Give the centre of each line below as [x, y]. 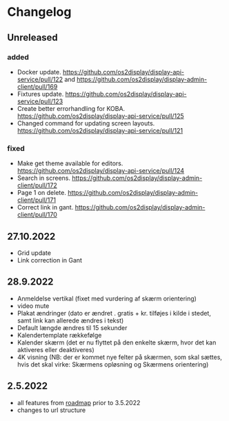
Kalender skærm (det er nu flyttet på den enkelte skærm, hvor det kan [117, 342]
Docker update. [39, 72]
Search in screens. [44, 178]
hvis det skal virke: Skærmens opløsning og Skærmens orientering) [113, 364]
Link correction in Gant [50, 260]
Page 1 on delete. [42, 193]
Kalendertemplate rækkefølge [59, 335]
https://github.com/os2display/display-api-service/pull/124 [101, 171]
